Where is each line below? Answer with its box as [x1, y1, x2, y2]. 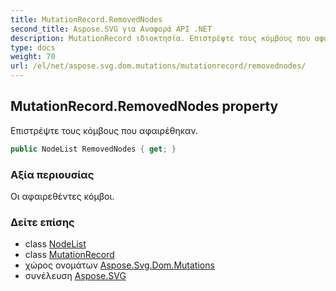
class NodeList [24, 238, 87, 250]
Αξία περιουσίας [10, 167, 95, 181]
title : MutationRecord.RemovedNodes [10, 14, 163, 25]
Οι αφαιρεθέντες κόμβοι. [10, 190, 115, 202]
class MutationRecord [24, 249, 115, 261]
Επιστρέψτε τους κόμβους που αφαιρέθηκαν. [10, 124, 198, 136]
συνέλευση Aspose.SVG [24, 270, 127, 282]
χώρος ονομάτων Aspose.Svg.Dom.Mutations [24, 259, 215, 271]
